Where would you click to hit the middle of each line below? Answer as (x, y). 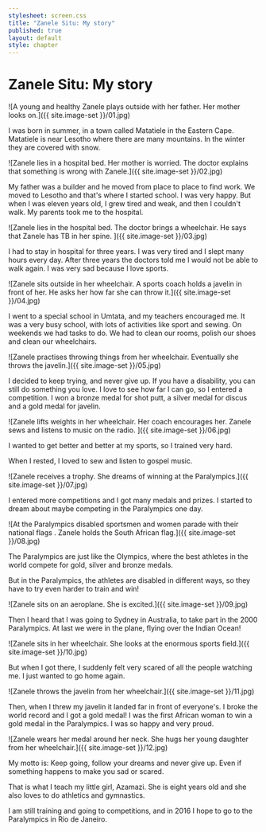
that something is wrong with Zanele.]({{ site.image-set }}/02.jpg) (116, 171)
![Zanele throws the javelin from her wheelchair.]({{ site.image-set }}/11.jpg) (131, 691)
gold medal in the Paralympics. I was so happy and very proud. (111, 724)
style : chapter (33, 45)
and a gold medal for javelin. (54, 406)
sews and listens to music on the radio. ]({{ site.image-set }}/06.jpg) (120, 430)
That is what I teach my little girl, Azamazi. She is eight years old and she (127, 787)
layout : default (35, 38)
